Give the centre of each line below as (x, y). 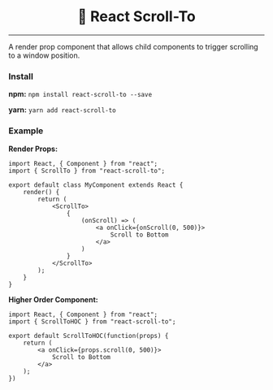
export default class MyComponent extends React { (96, 185)
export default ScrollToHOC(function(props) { (89, 336)
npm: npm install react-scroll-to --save (80, 94)
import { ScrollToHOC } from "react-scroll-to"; (92, 321)
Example (26, 131)
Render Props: (33, 149)
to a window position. (44, 55)
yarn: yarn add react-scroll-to (62, 110)
